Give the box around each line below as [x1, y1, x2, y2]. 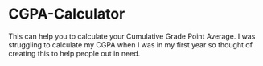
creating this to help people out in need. [8, 48, 141, 58]
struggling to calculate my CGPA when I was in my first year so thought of [8, 39, 253, 49]
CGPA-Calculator [8, 5, 125, 23]
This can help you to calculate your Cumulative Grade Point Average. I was [8, 31, 256, 41]
